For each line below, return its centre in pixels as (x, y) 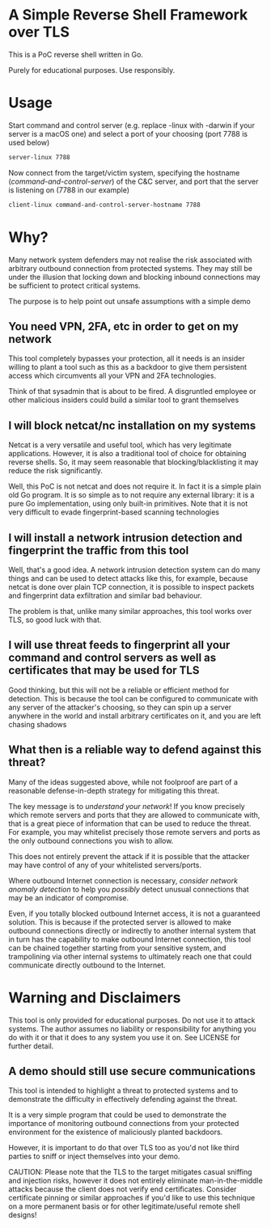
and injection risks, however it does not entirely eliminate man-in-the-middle (135, 1181)
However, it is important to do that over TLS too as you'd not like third (124, 1148)
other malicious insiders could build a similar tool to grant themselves (124, 400)
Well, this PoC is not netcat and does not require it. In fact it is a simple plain (135, 486)
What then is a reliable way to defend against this (135, 750)
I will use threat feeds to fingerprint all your (119, 645)
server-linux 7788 (39, 157)
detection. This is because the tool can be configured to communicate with (133, 698)
